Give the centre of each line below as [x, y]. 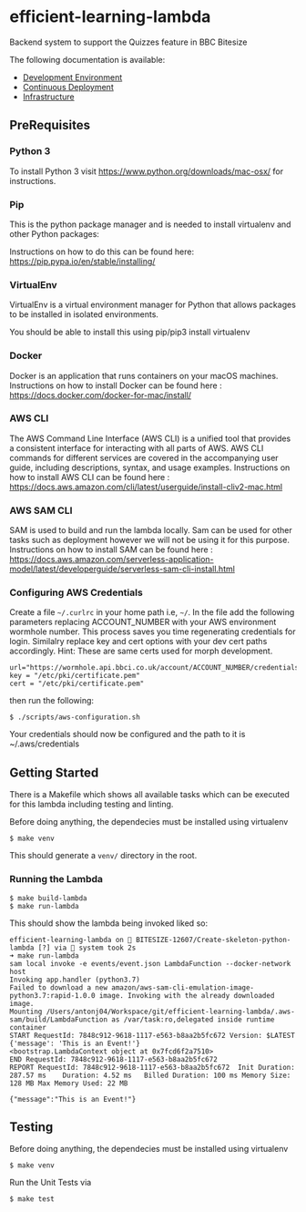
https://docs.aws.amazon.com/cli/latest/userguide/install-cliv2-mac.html [146, 487]
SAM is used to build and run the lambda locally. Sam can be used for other [151, 530]
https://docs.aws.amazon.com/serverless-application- [112, 560]
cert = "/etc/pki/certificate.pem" [77, 684]
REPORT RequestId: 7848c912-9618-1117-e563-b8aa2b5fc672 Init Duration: [153, 1067]
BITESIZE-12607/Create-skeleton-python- [213, 940]
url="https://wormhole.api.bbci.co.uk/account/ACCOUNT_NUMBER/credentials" [156, 668]
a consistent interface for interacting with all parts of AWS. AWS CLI [137, 447]
